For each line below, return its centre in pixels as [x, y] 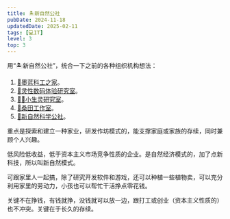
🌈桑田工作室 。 [37, 108]
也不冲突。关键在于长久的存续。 [52, 209]
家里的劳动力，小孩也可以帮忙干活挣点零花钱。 [85, 186]
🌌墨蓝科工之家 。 [40, 82]
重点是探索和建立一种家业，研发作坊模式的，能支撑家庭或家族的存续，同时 [112, 131]
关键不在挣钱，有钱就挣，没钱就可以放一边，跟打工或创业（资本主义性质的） [115, 200]
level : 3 [20, 39]
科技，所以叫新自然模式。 [43, 163]
